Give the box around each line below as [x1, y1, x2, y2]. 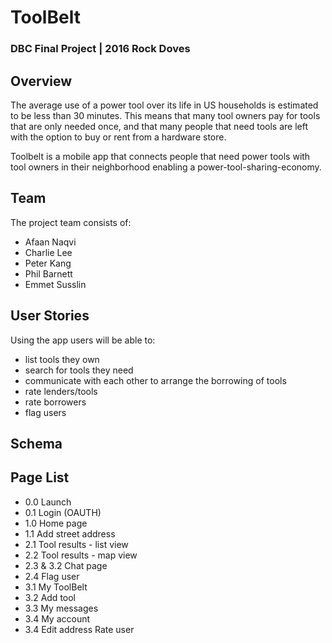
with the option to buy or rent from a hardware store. [10, 131, 227, 143]
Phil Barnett [24, 267, 73, 280]
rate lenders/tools [24, 385, 98, 397]
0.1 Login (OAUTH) [24, 506, 102, 518]
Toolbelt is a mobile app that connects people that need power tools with [10, 150, 311, 162]
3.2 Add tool [24, 591, 77, 603]
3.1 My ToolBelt [24, 581, 88, 593]
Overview [10, 72, 73, 90]
